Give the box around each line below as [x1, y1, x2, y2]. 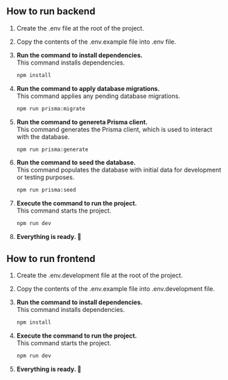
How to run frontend [6, 253, 96, 265]
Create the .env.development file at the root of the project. [16, 271, 183, 279]
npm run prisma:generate [16, 146, 89, 153]
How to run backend [6, 6, 96, 17]
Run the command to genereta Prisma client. [16, 117, 148, 126]
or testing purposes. [16, 173, 75, 181]
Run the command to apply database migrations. [16, 84, 160, 92]
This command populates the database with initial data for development [16, 166, 222, 174]
